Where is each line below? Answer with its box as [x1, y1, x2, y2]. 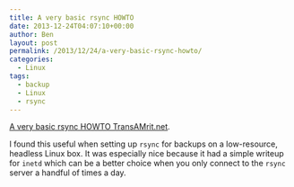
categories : [9, 55, 54, 64]
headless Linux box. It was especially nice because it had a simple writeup [9, 148, 284, 159]
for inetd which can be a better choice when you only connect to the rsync [9, 158, 286, 169]
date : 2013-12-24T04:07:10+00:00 [9, 22, 134, 31]
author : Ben [9, 30, 54, 39]
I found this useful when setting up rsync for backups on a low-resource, [9, 138, 278, 149]
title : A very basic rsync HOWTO [9, 13, 134, 22]
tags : [9, 72, 30, 81]
